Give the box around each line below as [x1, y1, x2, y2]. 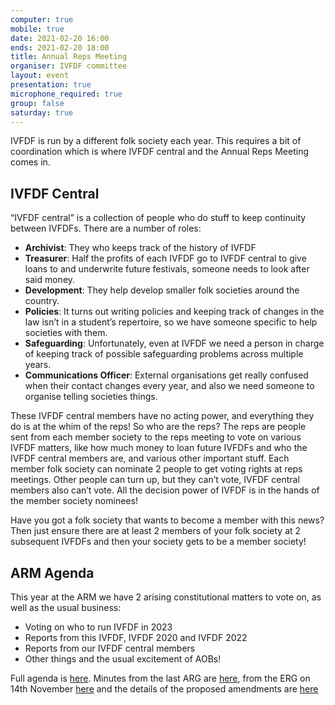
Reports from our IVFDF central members [24, 642, 196, 654]
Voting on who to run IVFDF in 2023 [24, 621, 173, 633]
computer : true [10, 14, 74, 25]
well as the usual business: [10, 602, 122, 613]
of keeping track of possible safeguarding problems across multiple [24, 348, 304, 360]
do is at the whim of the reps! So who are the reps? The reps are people [10, 421, 307, 433]
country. [24, 295, 60, 307]
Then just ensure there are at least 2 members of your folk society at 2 [10, 525, 302, 537]
